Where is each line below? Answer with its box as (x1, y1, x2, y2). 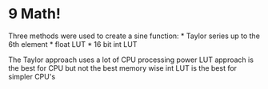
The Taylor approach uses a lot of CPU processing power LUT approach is (8, 55, 254, 64)
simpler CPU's (8, 72, 56, 81)
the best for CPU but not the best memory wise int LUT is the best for (8, 63, 238, 72)
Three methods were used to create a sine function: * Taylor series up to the (8, 31, 260, 41)
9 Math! (8, 5, 62, 23)
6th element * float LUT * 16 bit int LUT (8, 39, 138, 48)
